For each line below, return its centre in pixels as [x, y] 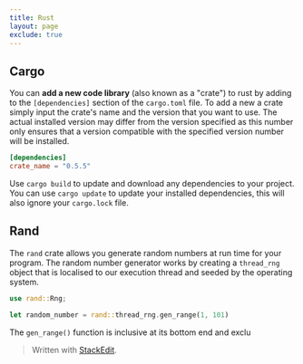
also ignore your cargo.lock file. [69, 202]
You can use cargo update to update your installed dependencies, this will [147, 193]
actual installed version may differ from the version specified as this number [151, 122]
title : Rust [32, 18]
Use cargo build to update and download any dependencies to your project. [152, 183]
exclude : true [36, 34]
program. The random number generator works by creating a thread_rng [145, 263]
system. [24, 282]
